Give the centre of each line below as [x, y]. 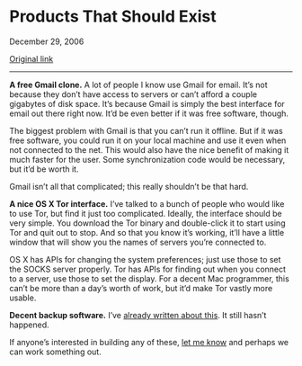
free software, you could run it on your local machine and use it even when [148, 140]
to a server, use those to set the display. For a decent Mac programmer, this [149, 278]
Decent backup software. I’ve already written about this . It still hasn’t [138, 315]
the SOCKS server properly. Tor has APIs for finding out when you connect [147, 269]
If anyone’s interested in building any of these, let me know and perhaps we [149, 342]
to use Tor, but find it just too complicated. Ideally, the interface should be [146, 213]
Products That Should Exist [113, 17]
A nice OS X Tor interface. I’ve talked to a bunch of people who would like [147, 203]
